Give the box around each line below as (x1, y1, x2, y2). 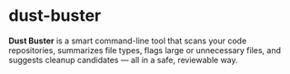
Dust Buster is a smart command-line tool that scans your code (8, 35, 247, 46)
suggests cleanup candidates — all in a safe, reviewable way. (8, 54, 238, 65)
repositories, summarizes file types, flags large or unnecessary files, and (8, 44, 282, 55)
